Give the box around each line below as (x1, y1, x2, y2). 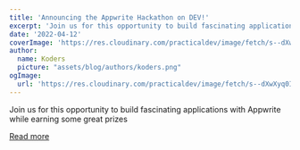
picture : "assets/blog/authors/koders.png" (17, 63, 181, 72)
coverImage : (9, 37, 54, 47)
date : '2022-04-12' (9, 29, 82, 38)
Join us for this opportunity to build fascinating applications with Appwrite (9, 104, 281, 114)
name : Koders (17, 54, 66, 63)
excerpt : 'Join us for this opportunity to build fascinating (9, 21, 246, 30)
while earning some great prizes (9, 113, 128, 124)
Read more (9, 130, 50, 141)
